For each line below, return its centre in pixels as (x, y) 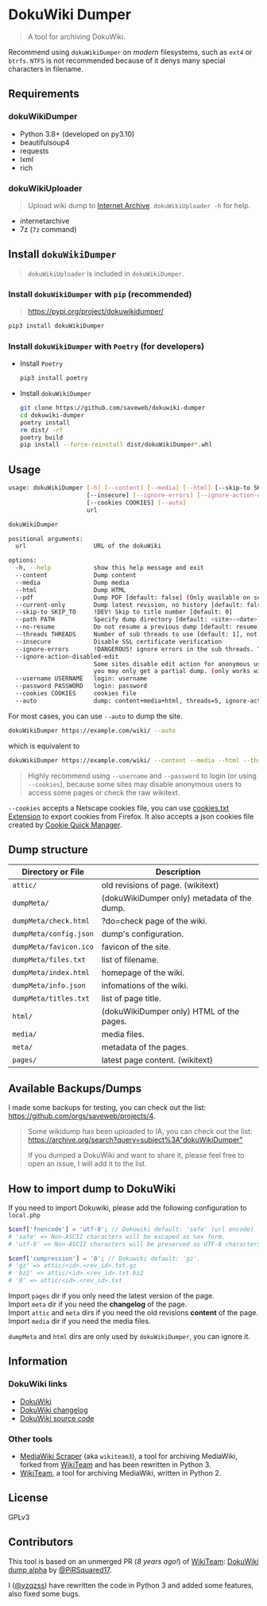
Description (178, 872)
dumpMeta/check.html (51, 921)
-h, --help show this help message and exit (110, 568)
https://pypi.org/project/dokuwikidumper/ (96, 312)
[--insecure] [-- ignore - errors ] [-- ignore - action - (172, 495)
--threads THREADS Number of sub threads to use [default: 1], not (137, 635)
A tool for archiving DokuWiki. (76, 37)
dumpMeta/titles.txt (51, 998)
